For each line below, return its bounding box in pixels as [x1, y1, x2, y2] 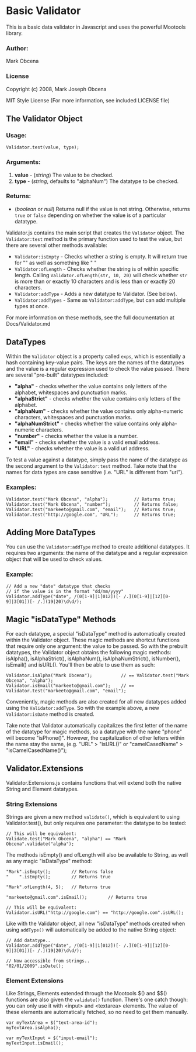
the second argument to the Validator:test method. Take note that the [6, 462, 177, 469]
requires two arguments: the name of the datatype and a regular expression [6, 549, 188, 556]
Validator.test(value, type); [6, 144, 80, 150]
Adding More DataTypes [6, 527, 96, 537]
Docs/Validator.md [6, 320, 51, 327]
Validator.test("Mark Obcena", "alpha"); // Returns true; [6, 496, 176, 502]
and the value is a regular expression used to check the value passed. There [6, 365, 190, 372]
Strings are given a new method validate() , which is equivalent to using [6, 813, 180, 820]
